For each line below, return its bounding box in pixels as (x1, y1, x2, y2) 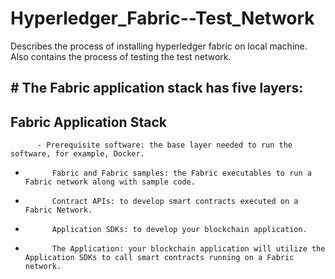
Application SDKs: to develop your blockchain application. (51, 225, 308, 235)
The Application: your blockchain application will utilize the (51, 244, 326, 254)
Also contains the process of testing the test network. (10, 50, 232, 62)
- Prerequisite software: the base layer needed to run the (36, 140, 293, 151)
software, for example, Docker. (10, 149, 145, 159)
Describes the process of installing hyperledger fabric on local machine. (10, 40, 308, 52)
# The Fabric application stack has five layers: (10, 80, 304, 97)
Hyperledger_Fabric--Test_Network (10, 7, 315, 30)
